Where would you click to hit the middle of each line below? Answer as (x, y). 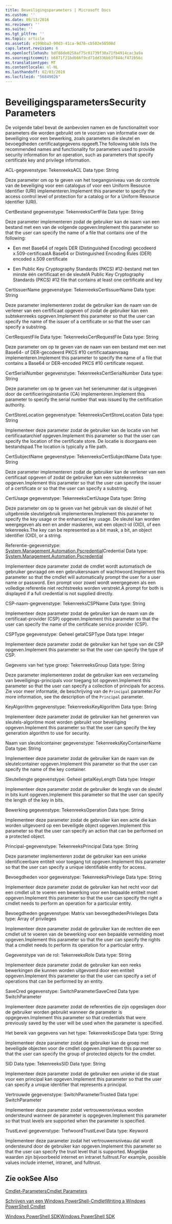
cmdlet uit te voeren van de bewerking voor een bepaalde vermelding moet (85, 934)
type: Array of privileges (31, 919)
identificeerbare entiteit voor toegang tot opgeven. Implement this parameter (86, 861)
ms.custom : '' (20, 15)
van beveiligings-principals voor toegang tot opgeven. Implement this (78, 680)
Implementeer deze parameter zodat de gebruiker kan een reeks (73, 965)
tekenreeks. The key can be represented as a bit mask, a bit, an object (79, 530)
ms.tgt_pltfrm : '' (25, 34)
